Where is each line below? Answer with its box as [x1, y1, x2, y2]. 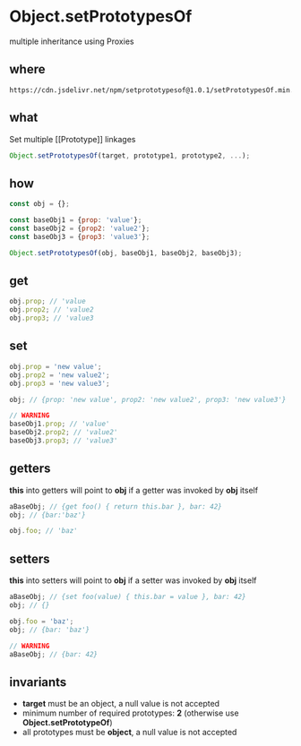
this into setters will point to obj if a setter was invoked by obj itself [9, 575, 257, 586]
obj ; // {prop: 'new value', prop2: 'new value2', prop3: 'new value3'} [9, 395, 287, 404]
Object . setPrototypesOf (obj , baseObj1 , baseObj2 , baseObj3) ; [9, 248, 243, 257]
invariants [9, 674, 67, 690]
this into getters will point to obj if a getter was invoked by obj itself [9, 484, 258, 495]
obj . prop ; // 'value [9, 297, 87, 306]
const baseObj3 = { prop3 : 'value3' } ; [9, 232, 150, 241]
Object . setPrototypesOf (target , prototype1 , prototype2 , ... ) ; [9, 150, 251, 160]
